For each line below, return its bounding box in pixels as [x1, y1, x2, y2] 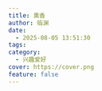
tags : [8, 41, 26, 49]
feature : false [8, 70, 59, 78]
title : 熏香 [8, 11, 45, 20]
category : [8, 48, 41, 56]
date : [8, 26, 26, 34]
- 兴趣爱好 [15, 56, 47, 64]
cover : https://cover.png [8, 63, 94, 71]
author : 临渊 [8, 19, 49, 27]
